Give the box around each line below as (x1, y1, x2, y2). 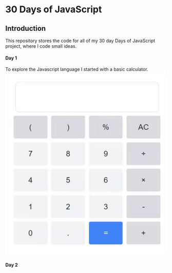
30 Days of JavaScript (5, 4, 102, 15)
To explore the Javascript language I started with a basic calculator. (5, 66, 148, 72)
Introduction (5, 24, 46, 33)
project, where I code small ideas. (5, 43, 77, 49)
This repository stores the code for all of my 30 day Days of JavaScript (5, 37, 156, 44)
